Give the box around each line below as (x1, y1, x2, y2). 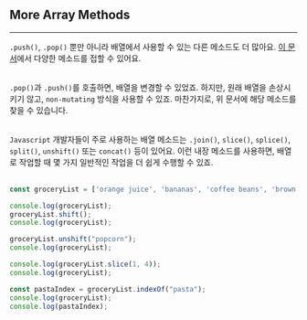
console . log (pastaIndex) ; (9, 302, 108, 311)
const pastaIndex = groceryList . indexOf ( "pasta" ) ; (9, 284, 206, 293)
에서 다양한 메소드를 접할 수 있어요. (16, 52, 142, 63)
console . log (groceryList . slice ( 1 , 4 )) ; (9, 260, 162, 269)
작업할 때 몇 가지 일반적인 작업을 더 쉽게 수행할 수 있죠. (18, 156, 214, 167)
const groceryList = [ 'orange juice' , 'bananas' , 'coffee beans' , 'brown (9, 185, 297, 194)
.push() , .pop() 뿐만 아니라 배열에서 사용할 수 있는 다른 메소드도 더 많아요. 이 (9, 41, 286, 52)
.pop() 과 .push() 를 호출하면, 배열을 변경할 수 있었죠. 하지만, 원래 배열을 (9, 81, 267, 92)
